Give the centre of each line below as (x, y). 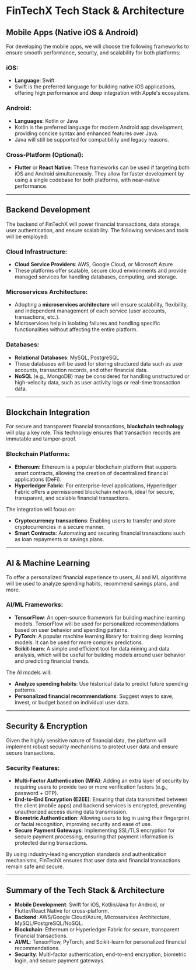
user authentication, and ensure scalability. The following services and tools (97, 230)
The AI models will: (29, 672)
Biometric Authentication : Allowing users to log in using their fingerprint (102, 818)
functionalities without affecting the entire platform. (76, 329)
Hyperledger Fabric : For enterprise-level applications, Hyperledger (95, 485)
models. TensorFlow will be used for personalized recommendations (97, 624)
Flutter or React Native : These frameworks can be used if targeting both (102, 167)
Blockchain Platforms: (38, 454)
